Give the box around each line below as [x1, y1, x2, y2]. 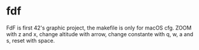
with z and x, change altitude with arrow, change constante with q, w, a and [6, 30, 194, 37]
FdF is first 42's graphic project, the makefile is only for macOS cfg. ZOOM [6, 24, 192, 31]
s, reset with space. [6, 37, 55, 44]
